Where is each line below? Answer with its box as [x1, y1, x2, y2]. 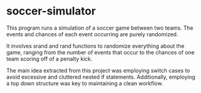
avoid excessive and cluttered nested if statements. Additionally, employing [6, 73, 196, 80]
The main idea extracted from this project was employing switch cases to [6, 66, 191, 74]
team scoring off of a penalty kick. [6, 55, 93, 62]
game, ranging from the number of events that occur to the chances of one [6, 48, 195, 56]
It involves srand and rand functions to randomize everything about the [6, 42, 185, 50]
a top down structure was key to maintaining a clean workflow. [6, 80, 163, 87]
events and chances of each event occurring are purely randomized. [6, 30, 178, 37]
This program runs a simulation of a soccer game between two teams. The [6, 24, 194, 31]
